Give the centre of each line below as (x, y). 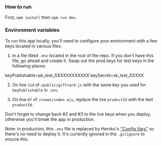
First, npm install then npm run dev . (41, 18)
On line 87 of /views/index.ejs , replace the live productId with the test (82, 99)
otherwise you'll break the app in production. (50, 119)
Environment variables (32, 30)
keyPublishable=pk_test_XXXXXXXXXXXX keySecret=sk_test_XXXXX (75, 75)
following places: (29, 66)
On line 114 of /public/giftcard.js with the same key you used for (79, 84)
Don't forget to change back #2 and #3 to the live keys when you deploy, (78, 114)
